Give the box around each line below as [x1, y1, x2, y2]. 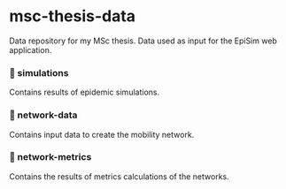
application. [9, 44, 52, 55]
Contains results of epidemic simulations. [9, 87, 160, 98]
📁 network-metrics [9, 151, 92, 163]
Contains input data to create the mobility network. [9, 129, 195, 140]
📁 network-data [9, 109, 78, 121]
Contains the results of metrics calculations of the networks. [9, 170, 229, 182]
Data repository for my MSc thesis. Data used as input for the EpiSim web [9, 35, 277, 46]
